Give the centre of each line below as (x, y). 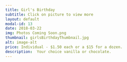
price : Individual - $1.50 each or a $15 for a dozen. (64, 47)
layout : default (22, 19)
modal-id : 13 (19, 24)
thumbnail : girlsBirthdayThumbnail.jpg (47, 38)
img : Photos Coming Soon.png (36, 33)
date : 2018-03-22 (23, 28)
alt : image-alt (21, 42)
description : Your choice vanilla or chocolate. (58, 51)
